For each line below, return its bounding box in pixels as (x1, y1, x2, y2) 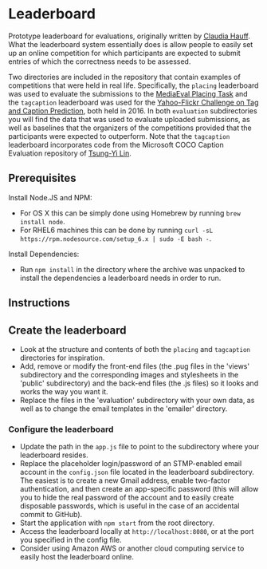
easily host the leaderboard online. (19, 552, 134, 562)
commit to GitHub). (19, 510, 83, 520)
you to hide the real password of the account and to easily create (19, 492, 234, 503)
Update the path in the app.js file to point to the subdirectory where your (19, 442, 260, 452)
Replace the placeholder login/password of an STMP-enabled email (19, 459, 242, 468)
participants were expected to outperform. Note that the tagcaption (8, 131, 230, 140)
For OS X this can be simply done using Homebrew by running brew (19, 208, 241, 218)
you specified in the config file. (19, 535, 122, 545)
